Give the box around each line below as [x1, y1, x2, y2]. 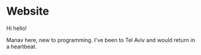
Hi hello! [6, 24, 27, 32]
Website [6, 4, 49, 18]
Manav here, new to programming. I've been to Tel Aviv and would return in [6, 36, 196, 43]
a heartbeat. [6, 43, 37, 50]
